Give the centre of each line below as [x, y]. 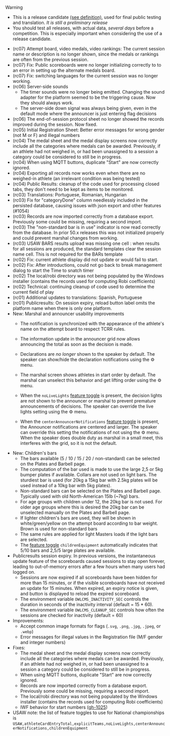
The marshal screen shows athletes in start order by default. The [88, 375]
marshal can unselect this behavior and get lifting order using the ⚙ [91, 380]
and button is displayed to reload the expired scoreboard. [80, 593]
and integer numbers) [43, 642]
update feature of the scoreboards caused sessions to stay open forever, [89, 561]
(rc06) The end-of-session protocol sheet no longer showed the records [88, 119]
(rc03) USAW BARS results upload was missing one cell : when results [86, 243]
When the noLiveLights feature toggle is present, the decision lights [91, 395]
